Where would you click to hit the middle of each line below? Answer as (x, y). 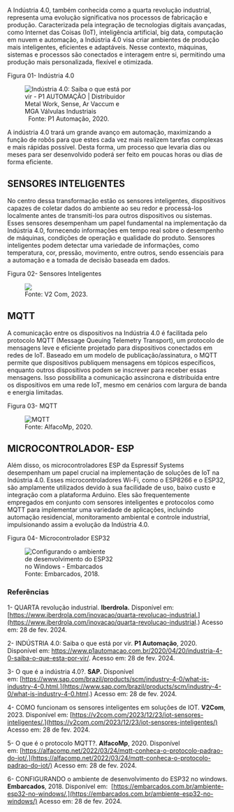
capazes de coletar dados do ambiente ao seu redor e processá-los (105, 208)
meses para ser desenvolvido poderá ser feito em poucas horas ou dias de (115, 154)
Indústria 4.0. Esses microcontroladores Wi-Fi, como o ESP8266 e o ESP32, (116, 480)
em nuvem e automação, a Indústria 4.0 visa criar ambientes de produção (114, 40)
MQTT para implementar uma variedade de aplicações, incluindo (101, 510)
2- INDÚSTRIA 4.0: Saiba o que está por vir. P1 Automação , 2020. (102, 643)
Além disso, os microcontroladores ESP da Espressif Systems (96, 465)
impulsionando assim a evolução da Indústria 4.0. (78, 525)
